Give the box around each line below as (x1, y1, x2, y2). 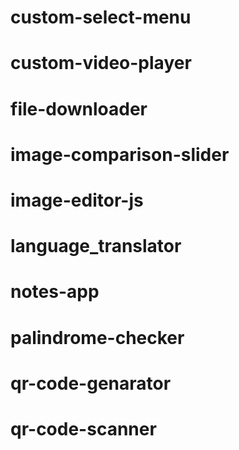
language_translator (10, 235, 182, 258)
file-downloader (10, 97, 148, 120)
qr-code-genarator (10, 372, 172, 395)
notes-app (10, 281, 100, 303)
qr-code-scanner (10, 417, 157, 440)
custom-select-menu (10, 6, 192, 29)
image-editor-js (10, 189, 144, 211)
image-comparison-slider (10, 143, 230, 166)
